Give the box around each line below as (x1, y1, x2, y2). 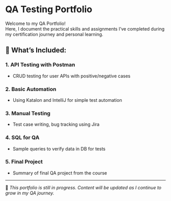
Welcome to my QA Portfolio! (5, 20, 66, 26)
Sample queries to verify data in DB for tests (12, 146, 106, 152)
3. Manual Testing (5, 109, 51, 117)
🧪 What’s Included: (5, 46, 67, 54)
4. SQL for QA (5, 134, 40, 141)
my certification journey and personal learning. (5, 31, 103, 37)
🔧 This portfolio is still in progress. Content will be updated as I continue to (5, 184, 162, 190)
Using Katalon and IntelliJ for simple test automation (12, 97, 122, 103)
